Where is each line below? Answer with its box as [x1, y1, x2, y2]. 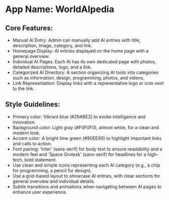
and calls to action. [12, 140, 52, 146]
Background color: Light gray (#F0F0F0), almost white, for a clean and [12, 124, 159, 130]
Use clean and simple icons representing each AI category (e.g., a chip [12, 162, 160, 168]
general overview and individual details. [12, 178, 95, 184]
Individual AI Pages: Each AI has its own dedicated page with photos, [12, 59, 156, 64]
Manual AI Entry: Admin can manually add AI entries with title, [12, 37, 141, 43]
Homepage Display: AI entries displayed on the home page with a [12, 48, 149, 54]
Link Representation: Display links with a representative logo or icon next [12, 80, 164, 86]
